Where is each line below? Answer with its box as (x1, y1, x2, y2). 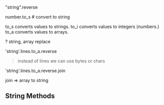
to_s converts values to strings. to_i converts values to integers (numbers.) (5, 23, 159, 29)
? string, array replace (5, 38, 51, 44)
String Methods (5, 92, 55, 100)
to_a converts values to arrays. (5, 29, 69, 34)
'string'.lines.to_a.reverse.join (5, 67, 66, 73)
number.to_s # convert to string (5, 14, 70, 19)
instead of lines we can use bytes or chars (17, 58, 105, 64)
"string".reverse (5, 4, 38, 10)
